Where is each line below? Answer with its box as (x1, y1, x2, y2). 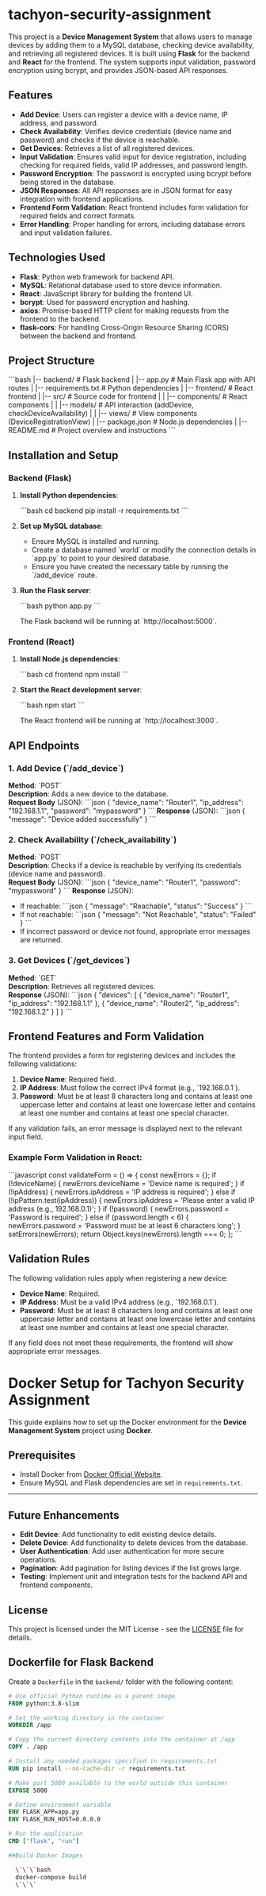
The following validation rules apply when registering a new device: (8, 1273, 228, 1283)
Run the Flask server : (19, 586, 92, 595)
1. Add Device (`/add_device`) (8, 762, 124, 773)
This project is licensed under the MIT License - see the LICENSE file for (8, 1624, 244, 1633)
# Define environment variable (8, 1801, 112, 1809)
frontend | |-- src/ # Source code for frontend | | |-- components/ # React (8, 391, 248, 402)
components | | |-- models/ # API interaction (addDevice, (8, 400, 194, 410)
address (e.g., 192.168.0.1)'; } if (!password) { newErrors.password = (8, 1204, 230, 1213)
